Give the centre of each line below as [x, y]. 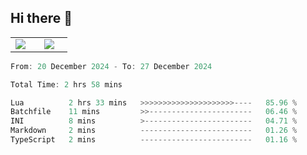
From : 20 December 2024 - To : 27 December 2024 [111, 66]
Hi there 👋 [41, 18]
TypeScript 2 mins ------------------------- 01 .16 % [154, 140]
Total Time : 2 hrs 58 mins [66, 84]
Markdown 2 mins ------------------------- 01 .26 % [154, 131]
